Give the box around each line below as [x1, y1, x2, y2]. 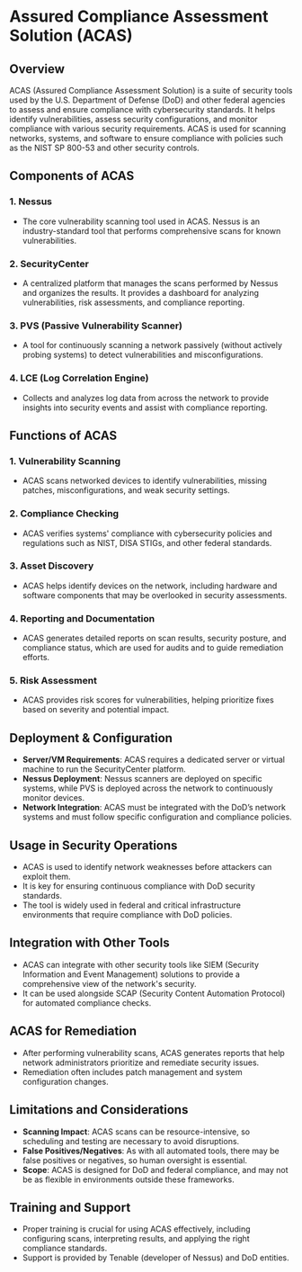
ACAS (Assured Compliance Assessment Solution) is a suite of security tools [9, 85, 293, 95]
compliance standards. [22, 1243, 108, 1254]
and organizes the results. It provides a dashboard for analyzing [22, 287, 259, 298]
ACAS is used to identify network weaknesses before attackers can [22, 862, 272, 873]
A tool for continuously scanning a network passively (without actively [22, 340, 283, 351]
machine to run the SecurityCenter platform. [22, 764, 186, 775]
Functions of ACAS [9, 427, 118, 443]
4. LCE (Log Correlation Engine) [9, 372, 149, 384]
